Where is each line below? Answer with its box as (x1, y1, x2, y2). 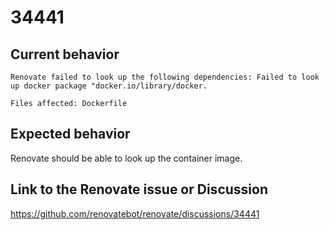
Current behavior (10, 46, 120, 63)
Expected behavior (10, 126, 131, 143)
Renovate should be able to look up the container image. (10, 152, 243, 164)
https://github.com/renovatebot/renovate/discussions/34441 (10, 207, 260, 220)
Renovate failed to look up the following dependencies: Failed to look (10, 72, 320, 82)
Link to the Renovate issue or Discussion (10, 181, 268, 198)
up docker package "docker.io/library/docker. (10, 81, 208, 91)
